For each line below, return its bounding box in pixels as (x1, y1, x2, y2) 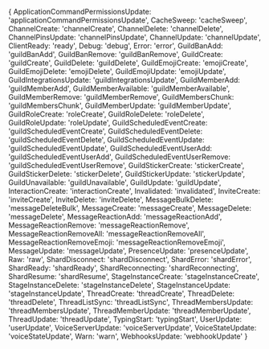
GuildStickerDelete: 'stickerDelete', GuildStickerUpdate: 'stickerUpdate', (8, 169, 246, 179)
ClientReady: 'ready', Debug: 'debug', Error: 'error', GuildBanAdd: (8, 41, 223, 51)
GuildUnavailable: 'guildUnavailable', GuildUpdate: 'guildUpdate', (8, 178, 222, 187)
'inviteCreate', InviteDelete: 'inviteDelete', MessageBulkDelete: (8, 195, 214, 204)
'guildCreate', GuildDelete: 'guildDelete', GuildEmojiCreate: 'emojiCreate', (8, 58, 249, 68)
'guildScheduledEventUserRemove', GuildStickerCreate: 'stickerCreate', (8, 161, 245, 170)
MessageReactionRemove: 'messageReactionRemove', (8, 220, 190, 230)
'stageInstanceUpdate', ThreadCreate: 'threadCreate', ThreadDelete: (8, 289, 235, 298)
